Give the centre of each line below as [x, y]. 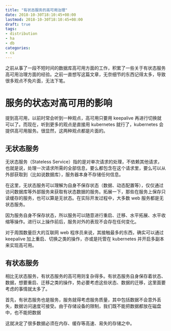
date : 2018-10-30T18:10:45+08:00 [41, 15]
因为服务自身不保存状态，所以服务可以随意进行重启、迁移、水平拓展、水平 [83, 215]
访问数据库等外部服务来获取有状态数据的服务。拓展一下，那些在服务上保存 [83, 192]
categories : [18, 48]
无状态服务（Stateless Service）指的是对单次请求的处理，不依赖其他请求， [84, 162]
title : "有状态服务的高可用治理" [36, 10]
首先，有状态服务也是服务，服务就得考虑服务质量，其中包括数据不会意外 [81, 300]
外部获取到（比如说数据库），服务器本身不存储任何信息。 [64, 174]
